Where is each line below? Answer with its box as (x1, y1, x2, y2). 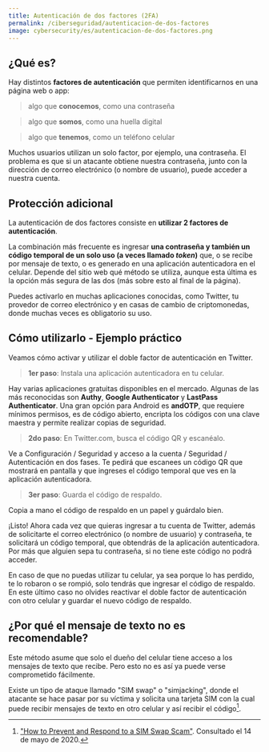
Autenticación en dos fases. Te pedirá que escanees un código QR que (8, 457, 243, 466)
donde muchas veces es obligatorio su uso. (8, 309, 152, 318)
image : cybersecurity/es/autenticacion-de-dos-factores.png (8, 26, 214, 34)
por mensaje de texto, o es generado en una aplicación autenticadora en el (8, 259, 256, 268)
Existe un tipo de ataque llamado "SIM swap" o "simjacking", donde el (8, 685, 239, 694)
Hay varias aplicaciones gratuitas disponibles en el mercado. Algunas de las (8, 383, 259, 393)
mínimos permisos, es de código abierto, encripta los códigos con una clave (8, 409, 260, 418)
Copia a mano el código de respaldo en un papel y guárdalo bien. (8, 505, 224, 514)
